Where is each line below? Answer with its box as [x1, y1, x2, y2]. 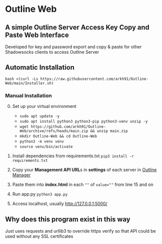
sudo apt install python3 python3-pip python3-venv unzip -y [19, 119, 148, 124]
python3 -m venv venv [19, 139, 64, 144]
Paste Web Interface [5, 31, 69, 39]
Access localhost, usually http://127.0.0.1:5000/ [12, 201, 107, 207]
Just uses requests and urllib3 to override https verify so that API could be [5, 228, 156, 234]
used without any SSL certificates [5, 233, 73, 239]
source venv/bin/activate [19, 144, 73, 149]
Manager [12, 172, 31, 178]
